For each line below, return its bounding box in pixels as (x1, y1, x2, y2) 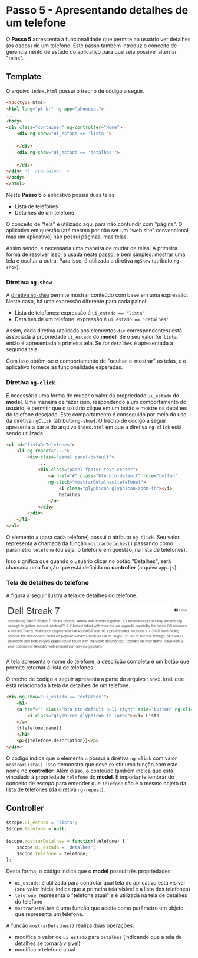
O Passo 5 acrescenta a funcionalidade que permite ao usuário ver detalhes (6, 35, 191, 43)
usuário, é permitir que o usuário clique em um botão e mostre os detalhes (6, 404, 187, 412)
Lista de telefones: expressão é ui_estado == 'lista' (14, 309, 146, 316)
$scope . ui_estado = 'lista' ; (6, 820, 78, 826)
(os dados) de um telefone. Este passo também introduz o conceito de (6, 42, 177, 49)
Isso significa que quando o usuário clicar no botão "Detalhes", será (6, 557, 171, 565)
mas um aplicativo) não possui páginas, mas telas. (6, 233, 128, 240)
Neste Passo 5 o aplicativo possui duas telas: (6, 192, 117, 198)
